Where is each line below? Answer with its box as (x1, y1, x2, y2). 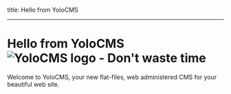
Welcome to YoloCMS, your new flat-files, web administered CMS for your (7, 73, 217, 81)
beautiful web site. (7, 80, 60, 88)
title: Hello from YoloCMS (7, 6, 79, 14)
